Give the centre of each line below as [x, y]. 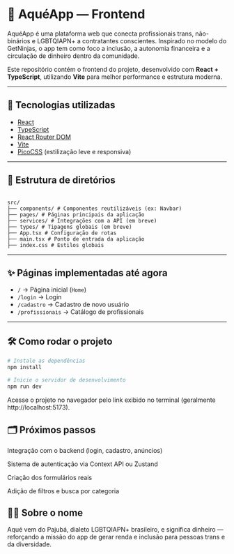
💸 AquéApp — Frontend [76, 14]
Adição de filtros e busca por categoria [63, 491]
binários [19, 40]
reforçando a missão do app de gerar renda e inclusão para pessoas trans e [116, 537]
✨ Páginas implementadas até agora [87, 272]
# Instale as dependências [46, 361]
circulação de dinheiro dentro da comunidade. [73, 56]
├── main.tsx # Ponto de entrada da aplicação [76, 239]
